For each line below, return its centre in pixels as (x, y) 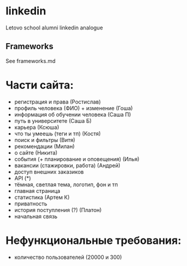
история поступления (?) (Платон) (58, 210)
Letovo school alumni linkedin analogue (54, 28)
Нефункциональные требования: (93, 240)
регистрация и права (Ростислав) (58, 102)
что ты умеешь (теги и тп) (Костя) (58, 134)
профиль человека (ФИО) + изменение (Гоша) (73, 108)
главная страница (37, 191)
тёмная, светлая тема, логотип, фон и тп (66, 185)
